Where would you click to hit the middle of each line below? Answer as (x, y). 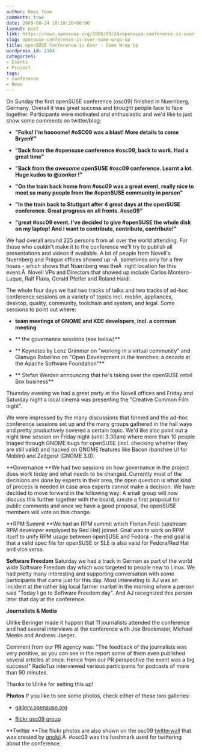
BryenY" (26, 138)
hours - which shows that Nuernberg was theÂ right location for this (91, 266)
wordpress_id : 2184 (31, 51)
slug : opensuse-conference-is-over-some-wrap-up (68, 40)
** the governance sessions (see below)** (67, 339)
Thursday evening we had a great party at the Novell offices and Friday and (100, 393)
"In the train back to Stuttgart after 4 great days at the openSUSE (98, 204)
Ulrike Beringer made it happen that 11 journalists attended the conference (98, 623)
